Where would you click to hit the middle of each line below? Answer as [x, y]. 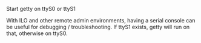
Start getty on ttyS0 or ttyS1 [41, 9]
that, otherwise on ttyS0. [37, 33]
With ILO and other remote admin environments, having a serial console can [101, 20]
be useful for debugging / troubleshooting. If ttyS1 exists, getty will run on [98, 27]
